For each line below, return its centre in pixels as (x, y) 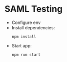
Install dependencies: (33, 27)
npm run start (26, 55)
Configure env (26, 22)
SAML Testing (34, 9)
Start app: (22, 45)
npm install (24, 37)
